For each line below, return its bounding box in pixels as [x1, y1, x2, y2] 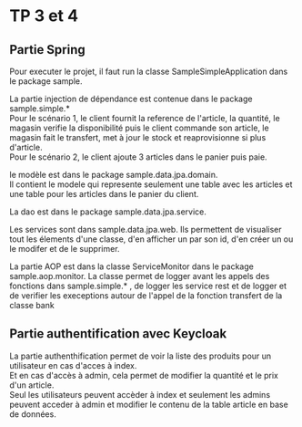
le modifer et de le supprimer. [9, 244, 120, 254]
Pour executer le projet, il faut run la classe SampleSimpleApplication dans [9, 66, 288, 77]
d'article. [9, 142, 43, 152]
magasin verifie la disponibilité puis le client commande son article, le [9, 122, 270, 133]
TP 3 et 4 [9, 5, 79, 26]
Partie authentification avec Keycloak [9, 326, 227, 342]
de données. [9, 408, 56, 420]
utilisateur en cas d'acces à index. [9, 359, 137, 370]
